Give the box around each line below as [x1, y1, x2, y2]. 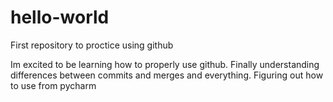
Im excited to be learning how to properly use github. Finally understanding [10, 58, 320, 70]
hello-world [10, 6, 110, 29]
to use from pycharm [10, 79, 97, 91]
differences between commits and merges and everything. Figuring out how [10, 69, 324, 81]
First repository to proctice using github [10, 39, 174, 51]
